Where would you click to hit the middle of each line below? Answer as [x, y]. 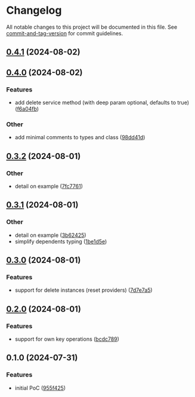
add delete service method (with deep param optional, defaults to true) [102, 103]
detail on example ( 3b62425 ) [50, 235]
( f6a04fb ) [27, 109]
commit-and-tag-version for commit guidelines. [65, 33]
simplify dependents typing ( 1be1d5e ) [61, 241]
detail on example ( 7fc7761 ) [49, 186]
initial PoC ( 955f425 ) [40, 388]
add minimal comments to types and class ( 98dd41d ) [80, 138]
